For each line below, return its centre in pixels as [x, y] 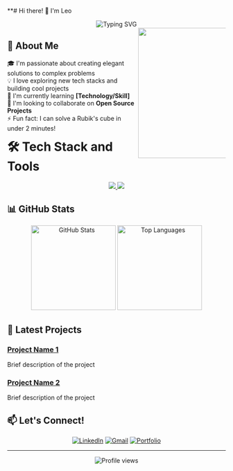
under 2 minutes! [32, 128]
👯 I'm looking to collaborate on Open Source [71, 103]
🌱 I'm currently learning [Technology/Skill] [69, 96]
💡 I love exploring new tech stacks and [62, 81]
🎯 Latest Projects [44, 330]
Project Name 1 [33, 349]
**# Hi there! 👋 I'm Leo [40, 11]
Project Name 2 [34, 382]
